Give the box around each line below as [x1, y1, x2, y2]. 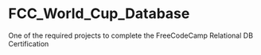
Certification [8, 38, 49, 48]
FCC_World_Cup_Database [8, 5, 190, 23]
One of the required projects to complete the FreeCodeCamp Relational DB [8, 31, 253, 40]
